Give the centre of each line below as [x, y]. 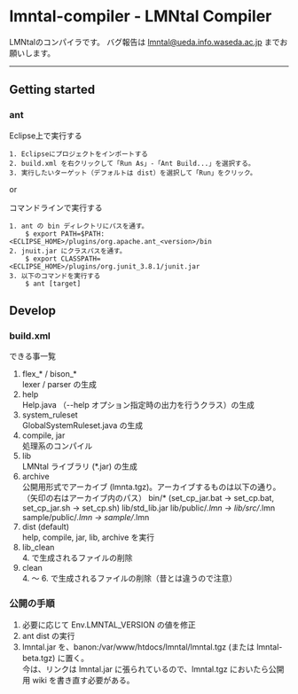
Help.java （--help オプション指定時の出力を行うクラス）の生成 [138, 405]
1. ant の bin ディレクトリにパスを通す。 [79, 226]
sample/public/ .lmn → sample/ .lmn [86, 518]
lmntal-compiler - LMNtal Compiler [141, 16]
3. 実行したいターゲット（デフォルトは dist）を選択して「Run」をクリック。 [133, 173]
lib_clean [38, 548]
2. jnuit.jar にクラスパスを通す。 [68, 251]
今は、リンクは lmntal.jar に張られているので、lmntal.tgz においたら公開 [153, 669]
